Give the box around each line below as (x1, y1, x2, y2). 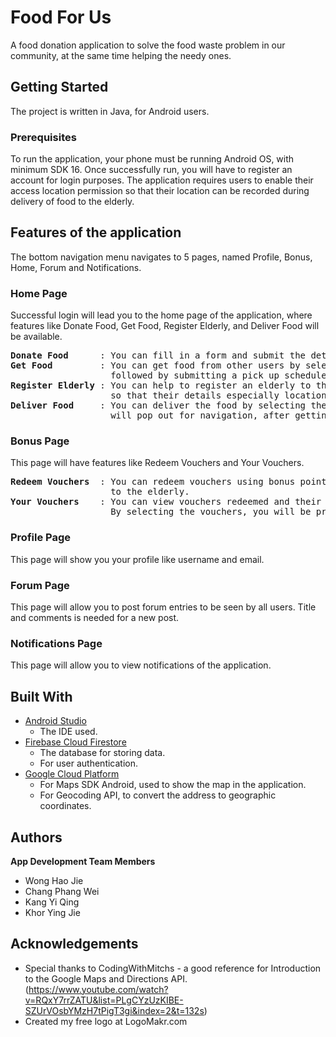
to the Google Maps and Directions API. (24, 972, 188, 985)
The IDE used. (39, 726, 98, 738)
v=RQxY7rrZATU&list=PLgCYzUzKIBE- (24, 994, 184, 1006)
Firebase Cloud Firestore (24, 736, 127, 748)
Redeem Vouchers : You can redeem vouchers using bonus (10, 476, 296, 488)
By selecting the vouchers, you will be (110, 506, 312, 518)
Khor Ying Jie (24, 906, 81, 918)
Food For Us (10, 6, 112, 29)
